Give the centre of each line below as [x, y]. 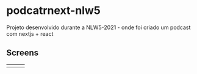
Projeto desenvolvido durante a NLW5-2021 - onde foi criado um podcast [99, 27]
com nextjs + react [30, 33]
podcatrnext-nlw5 [53, 11]
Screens [22, 53]
